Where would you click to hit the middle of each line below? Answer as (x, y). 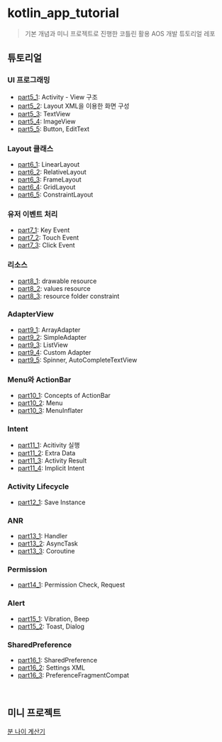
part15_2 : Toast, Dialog (51, 626)
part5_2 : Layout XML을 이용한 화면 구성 (73, 106)
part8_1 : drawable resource (57, 281)
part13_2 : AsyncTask (48, 543)
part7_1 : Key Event (44, 230)
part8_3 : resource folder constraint (68, 296)
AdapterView (31, 314)
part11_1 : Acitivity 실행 (49, 445)
